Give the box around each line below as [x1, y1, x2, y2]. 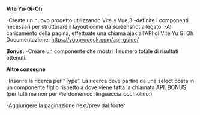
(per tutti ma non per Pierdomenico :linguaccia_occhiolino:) [6, 90, 153, 97]
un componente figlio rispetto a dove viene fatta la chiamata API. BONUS [6, 84, 187, 91]
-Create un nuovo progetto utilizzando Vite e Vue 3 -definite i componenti [6, 17, 189, 23]
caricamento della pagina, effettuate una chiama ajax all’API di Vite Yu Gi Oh [6, 30, 194, 37]
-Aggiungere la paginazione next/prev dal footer [6, 102, 126, 109]
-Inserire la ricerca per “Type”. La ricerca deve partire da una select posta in [6, 78, 195, 84]
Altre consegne [6, 66, 46, 73]
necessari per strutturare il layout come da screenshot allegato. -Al [6, 23, 172, 30]
